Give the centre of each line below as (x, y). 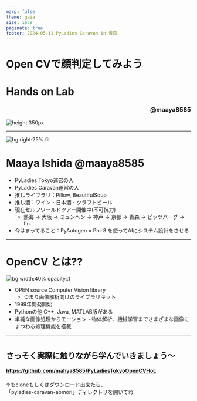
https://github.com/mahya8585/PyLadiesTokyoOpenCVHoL (81, 371)
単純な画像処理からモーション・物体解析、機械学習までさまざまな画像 (99, 319)
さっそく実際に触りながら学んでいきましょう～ (91, 355)
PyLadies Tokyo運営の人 (44, 180)
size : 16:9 (19, 22)
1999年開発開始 (33, 304)
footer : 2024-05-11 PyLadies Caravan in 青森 (62, 33)
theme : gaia (21, 17)
